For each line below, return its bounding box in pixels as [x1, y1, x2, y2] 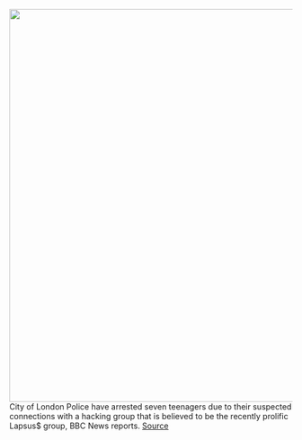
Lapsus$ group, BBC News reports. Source [9, 420, 169, 431]
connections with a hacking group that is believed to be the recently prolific [9, 411, 289, 421]
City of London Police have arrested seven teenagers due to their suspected [9, 401, 292, 412]
